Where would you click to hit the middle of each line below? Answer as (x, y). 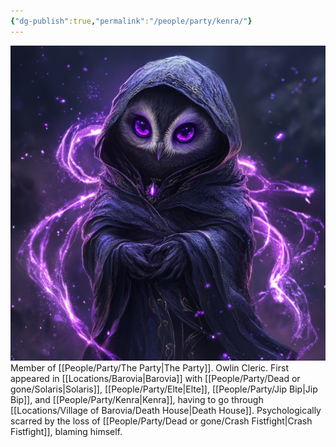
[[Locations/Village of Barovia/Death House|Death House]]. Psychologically (166, 410)
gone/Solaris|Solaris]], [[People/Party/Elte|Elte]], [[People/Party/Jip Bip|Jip (164, 389)
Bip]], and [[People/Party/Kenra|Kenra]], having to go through (137, 399)
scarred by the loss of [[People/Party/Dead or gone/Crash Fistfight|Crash (161, 421)
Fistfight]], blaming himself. (66, 431)
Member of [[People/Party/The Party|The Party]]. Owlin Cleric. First (149, 367)
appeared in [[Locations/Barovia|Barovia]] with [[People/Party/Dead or (155, 378)
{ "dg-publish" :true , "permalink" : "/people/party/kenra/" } (131, 21)
